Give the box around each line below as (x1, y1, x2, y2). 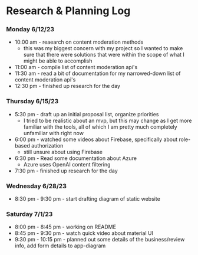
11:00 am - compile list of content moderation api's (14, 64, 138, 71)
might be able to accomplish (23, 57, 93, 64)
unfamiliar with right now (23, 129, 84, 136)
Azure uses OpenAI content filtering (23, 161, 111, 168)
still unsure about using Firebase (23, 148, 103, 155)
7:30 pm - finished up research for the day (14, 167, 118, 174)
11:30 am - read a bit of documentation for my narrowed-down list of (14, 70, 181, 77)
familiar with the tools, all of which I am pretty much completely (23, 123, 178, 130)
